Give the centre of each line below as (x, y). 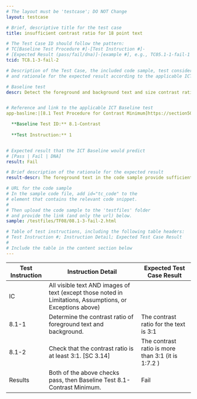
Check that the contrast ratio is (91, 348)
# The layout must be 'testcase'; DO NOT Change (67, 11)
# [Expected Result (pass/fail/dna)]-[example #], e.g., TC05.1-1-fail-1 (98, 55)
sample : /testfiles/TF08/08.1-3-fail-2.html (61, 221)
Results (19, 380)
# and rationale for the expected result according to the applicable (94, 76)
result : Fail (22, 162)
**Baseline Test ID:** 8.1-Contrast (56, 124)
